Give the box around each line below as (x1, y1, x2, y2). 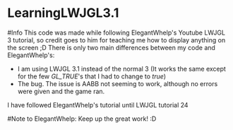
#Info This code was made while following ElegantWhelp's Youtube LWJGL (7, 28, 226, 37)
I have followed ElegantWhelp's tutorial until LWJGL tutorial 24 (7, 100, 189, 109)
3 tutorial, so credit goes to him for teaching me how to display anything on (7, 35, 226, 44)
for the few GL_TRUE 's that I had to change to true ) (17, 72, 167, 81)
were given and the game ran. (17, 87, 105, 95)
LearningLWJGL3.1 (7, 5, 119, 21)
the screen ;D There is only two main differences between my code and (7, 43, 215, 52)
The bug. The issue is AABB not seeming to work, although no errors (17, 79, 218, 88)
